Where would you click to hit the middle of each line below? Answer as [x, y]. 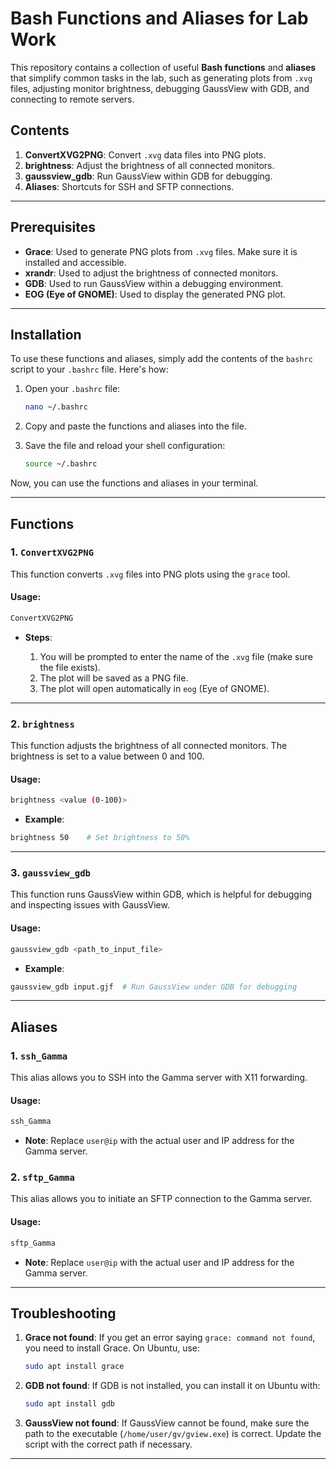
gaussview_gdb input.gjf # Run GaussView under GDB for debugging [154, 987]
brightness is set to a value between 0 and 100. [107, 756]
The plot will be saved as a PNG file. [114, 678]
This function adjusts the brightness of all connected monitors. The [149, 746]
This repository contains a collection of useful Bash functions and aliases [163, 67]
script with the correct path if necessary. [108, 1444]
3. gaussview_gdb [50, 873]
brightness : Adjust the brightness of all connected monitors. [149, 165]
